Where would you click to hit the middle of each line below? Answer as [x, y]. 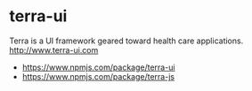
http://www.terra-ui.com [54, 49]
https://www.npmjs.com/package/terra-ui [98, 67]
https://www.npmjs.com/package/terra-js [98, 76]
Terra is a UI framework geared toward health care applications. [126, 41]
